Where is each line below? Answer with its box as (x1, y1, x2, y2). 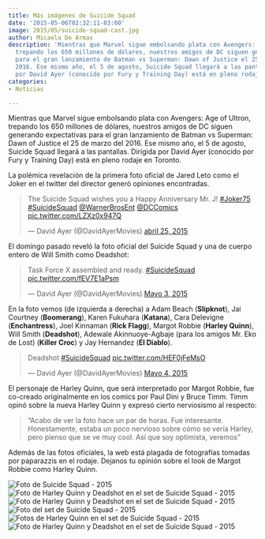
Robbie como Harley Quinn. (8, 465, 98, 474)
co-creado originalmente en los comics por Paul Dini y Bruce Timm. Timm (8, 392, 248, 402)
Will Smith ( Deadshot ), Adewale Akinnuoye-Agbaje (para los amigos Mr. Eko (8, 329, 256, 339)
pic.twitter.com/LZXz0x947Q (27, 211, 122, 221)
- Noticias (8, 84, 44, 93)
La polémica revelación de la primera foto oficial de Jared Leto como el (8, 170, 239, 180)
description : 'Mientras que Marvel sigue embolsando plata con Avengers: (8, 41, 256, 49)
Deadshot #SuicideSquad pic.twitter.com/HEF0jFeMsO (27, 353, 206, 363)
